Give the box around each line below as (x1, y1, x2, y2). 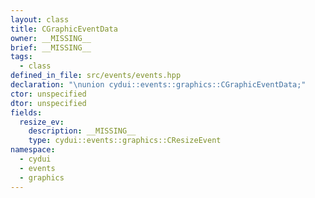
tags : (10, 52, 33, 62)
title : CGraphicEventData (10, 24, 118, 34)
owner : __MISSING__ (10, 33, 92, 43)
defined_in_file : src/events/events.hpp (10, 71, 182, 81)
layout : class (10, 14, 70, 25)
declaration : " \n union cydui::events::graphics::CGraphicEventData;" (10, 80, 307, 90)
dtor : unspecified (10, 98, 87, 108)
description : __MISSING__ (28, 126, 137, 136)
